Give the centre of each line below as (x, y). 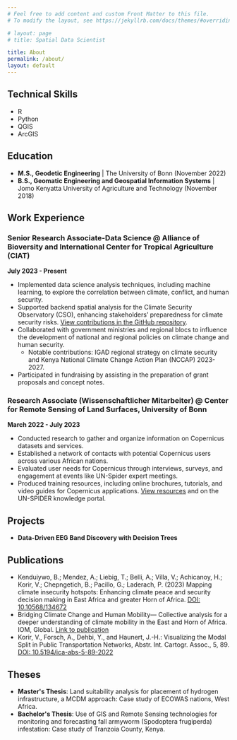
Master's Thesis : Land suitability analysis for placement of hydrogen (118, 691)
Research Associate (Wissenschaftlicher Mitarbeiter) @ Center (118, 401)
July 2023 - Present (37, 271)
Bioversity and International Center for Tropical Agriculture (110, 247)
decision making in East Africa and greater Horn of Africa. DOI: (109, 600)
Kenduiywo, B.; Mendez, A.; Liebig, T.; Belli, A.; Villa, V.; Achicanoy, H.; (120, 577)
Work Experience (46, 217)
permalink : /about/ (36, 59)
